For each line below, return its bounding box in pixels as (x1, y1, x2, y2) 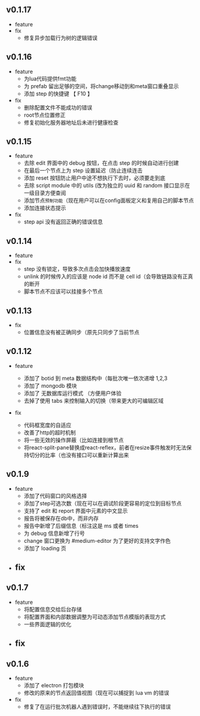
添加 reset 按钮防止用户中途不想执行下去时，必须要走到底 (23, 174, 166, 182)
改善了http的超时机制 (23, 428, 76, 436)
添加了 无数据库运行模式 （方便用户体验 (23, 389, 122, 397)
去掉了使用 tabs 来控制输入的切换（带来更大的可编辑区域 (23, 397, 163, 404)
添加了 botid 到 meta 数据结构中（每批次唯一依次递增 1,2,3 (23, 374, 168, 382)
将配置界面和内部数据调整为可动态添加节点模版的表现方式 (23, 613, 166, 620)
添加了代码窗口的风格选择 (23, 492, 87, 499)
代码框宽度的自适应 (23, 421, 72, 428)
